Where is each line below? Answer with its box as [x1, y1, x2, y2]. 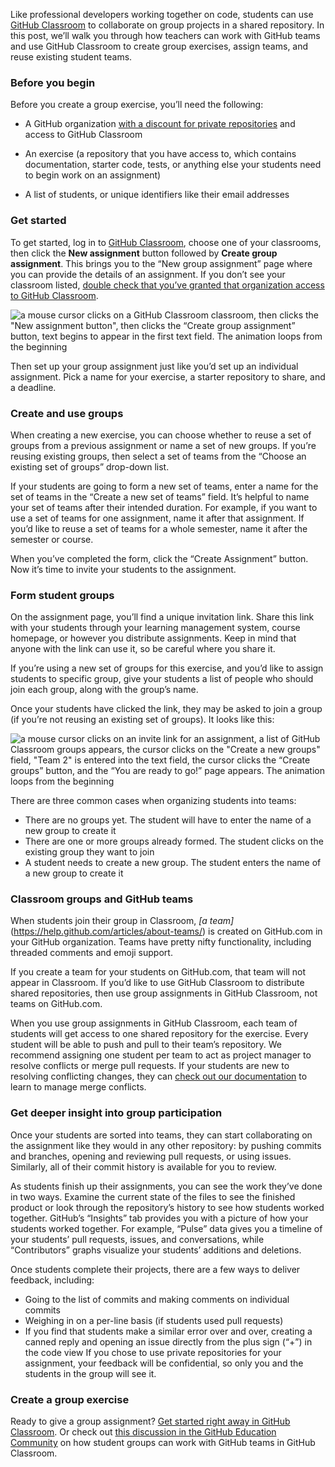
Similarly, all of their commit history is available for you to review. [10, 1160, 277, 1173]
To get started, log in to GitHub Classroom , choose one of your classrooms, [10, 236, 322, 248]
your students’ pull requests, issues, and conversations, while [10, 1233, 265, 1245]
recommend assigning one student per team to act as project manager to [10, 1049, 312, 1061]
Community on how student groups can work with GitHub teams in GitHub [10, 1437, 316, 1449]
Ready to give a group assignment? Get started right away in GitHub [10, 1415, 291, 1428]
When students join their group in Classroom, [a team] [10, 915, 235, 927]
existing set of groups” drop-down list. [10, 460, 170, 473]
